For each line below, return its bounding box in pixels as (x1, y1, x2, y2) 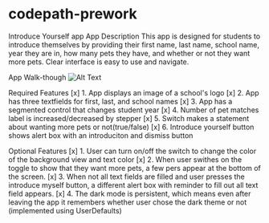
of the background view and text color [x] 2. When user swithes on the (8, 154, 243, 164)
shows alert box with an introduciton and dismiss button (8, 130, 194, 140)
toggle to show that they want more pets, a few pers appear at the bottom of (8, 163, 261, 172)
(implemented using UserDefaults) (8, 205, 122, 215)
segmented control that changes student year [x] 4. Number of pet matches (8, 105, 259, 115)
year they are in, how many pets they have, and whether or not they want (8, 48, 251, 58)
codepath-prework (8, 5, 138, 23)
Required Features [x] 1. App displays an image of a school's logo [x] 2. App (8, 87, 259, 97)
